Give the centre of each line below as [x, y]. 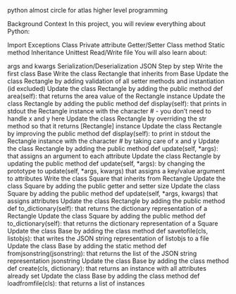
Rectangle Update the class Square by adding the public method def [107, 216]
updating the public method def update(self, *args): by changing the [106, 164]
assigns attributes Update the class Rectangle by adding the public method [116, 201]
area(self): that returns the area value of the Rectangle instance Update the [116, 96]
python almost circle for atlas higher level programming [87, 10]
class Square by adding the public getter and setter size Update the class [114, 186]
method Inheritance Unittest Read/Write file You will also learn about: [107, 53]
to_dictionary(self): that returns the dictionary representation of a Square [113, 223]
